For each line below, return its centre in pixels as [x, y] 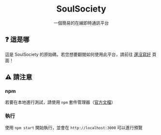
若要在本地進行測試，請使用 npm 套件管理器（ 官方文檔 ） [60, 102]
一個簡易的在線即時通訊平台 [81, 23]
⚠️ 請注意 [19, 77]
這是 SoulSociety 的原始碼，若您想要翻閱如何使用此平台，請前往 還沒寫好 [78, 54]
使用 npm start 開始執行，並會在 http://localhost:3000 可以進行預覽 [74, 127]
